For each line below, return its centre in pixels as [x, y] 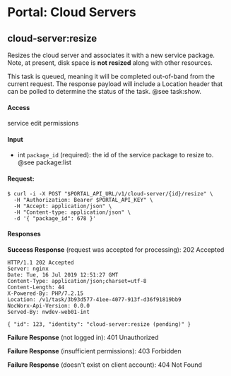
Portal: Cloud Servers [72, 12]
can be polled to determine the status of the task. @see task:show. [105, 91]
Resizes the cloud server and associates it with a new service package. [111, 55]
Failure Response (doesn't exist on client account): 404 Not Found [105, 365]
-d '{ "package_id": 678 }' [55, 218]
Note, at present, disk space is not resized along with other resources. [110, 63]
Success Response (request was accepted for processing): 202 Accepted [116, 249]
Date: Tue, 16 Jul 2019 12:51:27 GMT [63, 275]
